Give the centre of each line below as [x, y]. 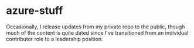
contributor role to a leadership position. [55, 39]
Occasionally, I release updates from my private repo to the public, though [96, 27]
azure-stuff [35, 11]
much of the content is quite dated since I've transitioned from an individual [97, 32]
